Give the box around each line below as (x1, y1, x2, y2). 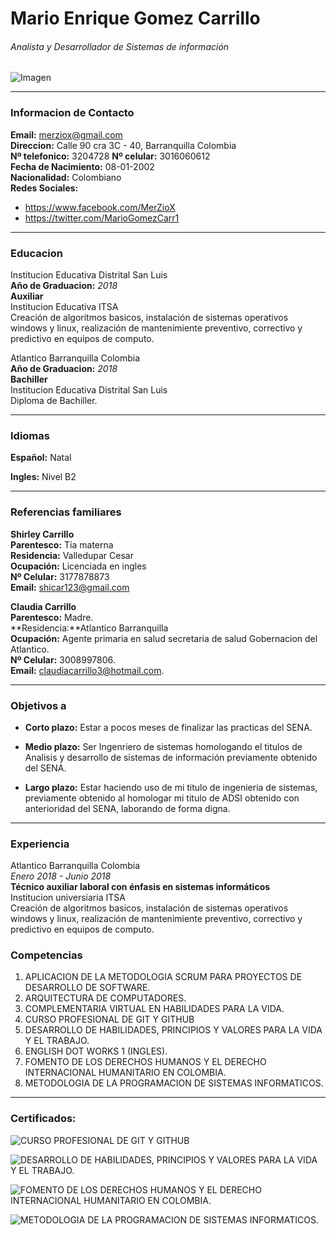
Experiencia (10, 837, 70, 851)
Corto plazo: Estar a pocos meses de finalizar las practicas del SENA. (24, 721, 313, 733)
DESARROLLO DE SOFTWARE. (24, 982, 151, 994)
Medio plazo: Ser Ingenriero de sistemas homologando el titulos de (24, 740, 303, 752)
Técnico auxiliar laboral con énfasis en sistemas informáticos (10, 881, 271, 893)
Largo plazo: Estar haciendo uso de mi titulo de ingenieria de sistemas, (24, 781, 318, 793)
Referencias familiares (10, 505, 122, 519)
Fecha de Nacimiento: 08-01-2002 (10, 160, 155, 172)
